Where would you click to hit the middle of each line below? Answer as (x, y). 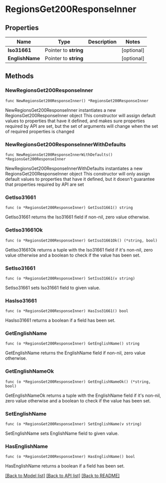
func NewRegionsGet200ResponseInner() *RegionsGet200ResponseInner (77, 101)
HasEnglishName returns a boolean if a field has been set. (65, 466)
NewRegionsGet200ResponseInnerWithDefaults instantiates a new (74, 168)
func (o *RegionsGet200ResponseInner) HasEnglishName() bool (70, 457)
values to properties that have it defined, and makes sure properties (75, 121)
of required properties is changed (40, 131)
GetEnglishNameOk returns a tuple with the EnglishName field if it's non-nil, (83, 395)
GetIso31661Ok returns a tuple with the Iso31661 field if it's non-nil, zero (79, 250)
